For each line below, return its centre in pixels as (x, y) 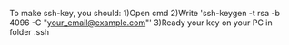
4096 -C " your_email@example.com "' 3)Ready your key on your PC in (141, 22)
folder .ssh (30, 32)
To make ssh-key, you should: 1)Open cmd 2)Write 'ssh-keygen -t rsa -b (144, 13)
